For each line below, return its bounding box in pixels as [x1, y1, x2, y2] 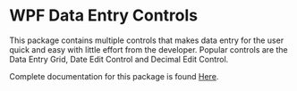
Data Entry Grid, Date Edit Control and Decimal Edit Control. [9, 54, 229, 64]
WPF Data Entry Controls [9, 5, 199, 26]
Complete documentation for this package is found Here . [9, 70, 219, 81]
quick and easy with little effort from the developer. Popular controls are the [9, 44, 288, 54]
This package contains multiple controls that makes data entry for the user [9, 35, 284, 45]
